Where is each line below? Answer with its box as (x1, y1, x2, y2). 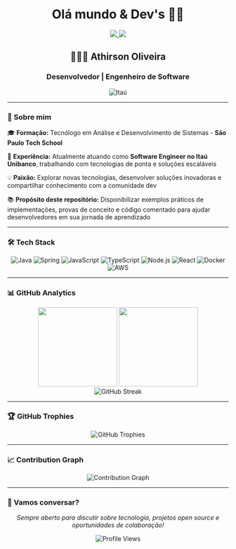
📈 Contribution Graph (7, 455, 84, 465)
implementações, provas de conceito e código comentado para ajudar (7, 205, 211, 214)
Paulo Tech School (7, 138, 63, 147)
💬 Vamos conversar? (7, 498, 79, 508)
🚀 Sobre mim (7, 112, 51, 122)
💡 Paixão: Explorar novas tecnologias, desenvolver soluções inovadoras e (7, 173, 222, 181)
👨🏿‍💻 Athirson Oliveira (70, 51, 166, 63)
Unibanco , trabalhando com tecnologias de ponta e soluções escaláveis (7, 160, 217, 168)
